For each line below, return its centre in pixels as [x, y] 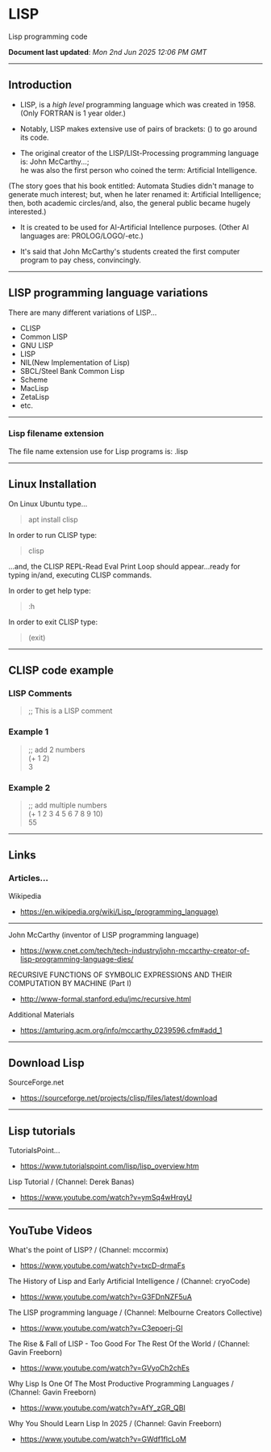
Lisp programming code [48, 36]
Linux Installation [52, 484]
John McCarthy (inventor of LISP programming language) [104, 934]
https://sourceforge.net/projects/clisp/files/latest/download [119, 1098]
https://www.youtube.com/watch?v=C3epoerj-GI [101, 1328]
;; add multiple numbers [67, 805]
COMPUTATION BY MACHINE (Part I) [70, 983]
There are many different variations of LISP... [83, 313]
